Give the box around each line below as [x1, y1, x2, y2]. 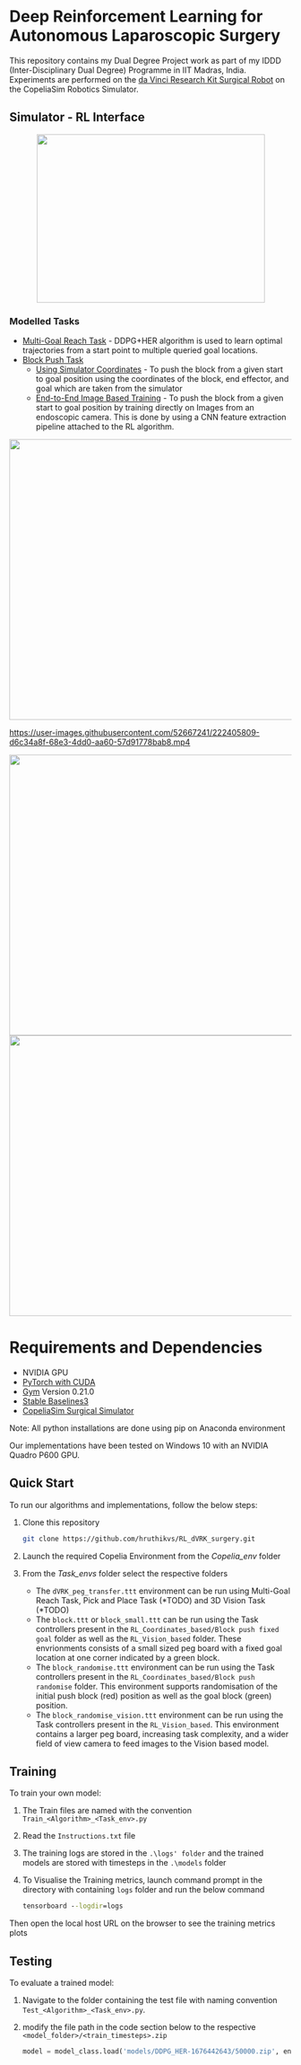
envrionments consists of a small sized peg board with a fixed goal [35, 1642, 282, 1654]
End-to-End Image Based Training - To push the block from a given [35, 393, 284, 403]
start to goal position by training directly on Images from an [35, 402, 255, 413]
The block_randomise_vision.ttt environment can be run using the [35, 1709, 284, 1720]
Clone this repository [21, 1516, 100, 1528]
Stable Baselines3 [21, 1395, 90, 1407]
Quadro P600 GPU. [9, 1449, 81, 1461]
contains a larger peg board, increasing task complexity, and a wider [35, 1728, 289, 1739]
